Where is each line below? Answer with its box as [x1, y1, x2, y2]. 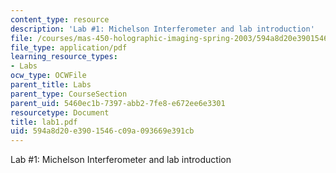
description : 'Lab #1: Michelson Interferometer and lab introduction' [10, 24, 315, 34]
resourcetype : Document [10, 107, 110, 118]
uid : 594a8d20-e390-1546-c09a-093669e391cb [10, 126, 195, 136]
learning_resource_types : [10, 52, 118, 62]
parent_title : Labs [10, 80, 92, 90]
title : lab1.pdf [10, 117, 78, 127]
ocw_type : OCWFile [10, 71, 87, 81]
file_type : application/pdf [10, 42, 128, 53]
